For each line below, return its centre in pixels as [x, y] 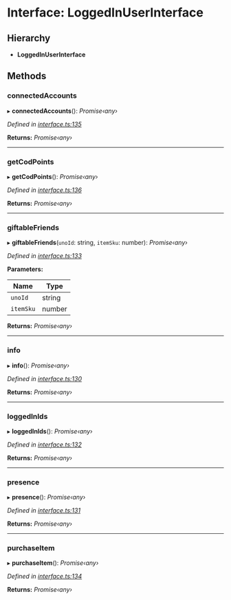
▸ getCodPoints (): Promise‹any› [53, 176]
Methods [27, 76]
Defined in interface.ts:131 [44, 511]
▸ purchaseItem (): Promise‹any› [53, 563]
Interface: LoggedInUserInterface [106, 13]
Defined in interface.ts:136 [45, 190]
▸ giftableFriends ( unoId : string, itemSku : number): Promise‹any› [97, 243]
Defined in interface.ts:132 [45, 444]
